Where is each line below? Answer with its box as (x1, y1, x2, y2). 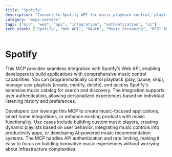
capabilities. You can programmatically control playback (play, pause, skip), (5, 76, 165, 82)
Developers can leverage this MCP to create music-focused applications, (5, 108, 160, 114)
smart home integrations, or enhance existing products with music (5, 114, 145, 120)
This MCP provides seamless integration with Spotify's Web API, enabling (5, 65, 161, 72)
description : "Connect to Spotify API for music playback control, (5, 12, 153, 17)
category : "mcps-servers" (5, 17, 60, 22)
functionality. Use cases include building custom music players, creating (5, 119, 158, 125)
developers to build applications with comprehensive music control (5, 71, 147, 77)
